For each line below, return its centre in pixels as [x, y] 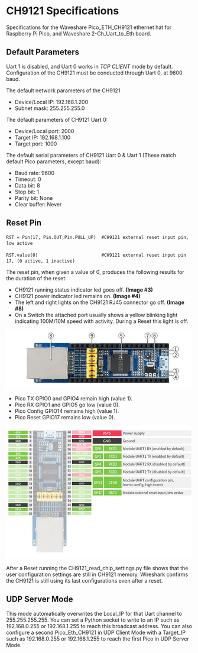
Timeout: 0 [28, 179]
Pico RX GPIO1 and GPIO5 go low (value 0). [67, 405]
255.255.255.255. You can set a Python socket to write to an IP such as [93, 620]
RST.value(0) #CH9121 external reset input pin [96, 255]
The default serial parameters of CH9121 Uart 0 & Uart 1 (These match [91, 155]
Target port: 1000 [36, 144]
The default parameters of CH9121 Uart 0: [57, 119]
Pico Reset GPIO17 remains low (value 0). [65, 418]
